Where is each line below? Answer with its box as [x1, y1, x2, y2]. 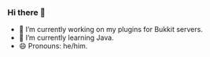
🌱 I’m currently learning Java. [18, 33, 115, 42]
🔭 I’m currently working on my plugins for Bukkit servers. [18, 25, 204, 34]
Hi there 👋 [7, 7, 46, 18]
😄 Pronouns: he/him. [18, 41, 88, 51]
